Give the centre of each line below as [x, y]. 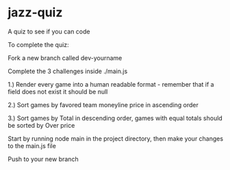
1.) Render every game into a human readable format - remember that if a [111, 84]
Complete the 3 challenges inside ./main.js [68, 71]
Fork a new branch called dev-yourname [65, 58]
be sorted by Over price [41, 125]
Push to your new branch [43, 159]
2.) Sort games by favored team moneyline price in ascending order [103, 104]
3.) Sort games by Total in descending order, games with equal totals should [115, 118]
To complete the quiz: [38, 44]
